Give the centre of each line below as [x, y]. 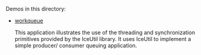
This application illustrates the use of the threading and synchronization [105, 32]
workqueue [29, 20]
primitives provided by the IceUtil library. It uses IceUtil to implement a [103, 39]
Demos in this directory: [36, 9]
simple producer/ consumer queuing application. [76, 46]
